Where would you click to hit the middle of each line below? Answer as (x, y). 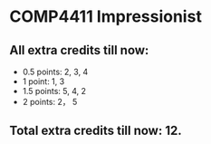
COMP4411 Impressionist (105, 17)
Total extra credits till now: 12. (96, 131)
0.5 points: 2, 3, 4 (55, 72)
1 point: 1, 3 (43, 82)
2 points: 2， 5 (50, 102)
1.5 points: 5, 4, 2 (54, 91)
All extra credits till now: (79, 50)
